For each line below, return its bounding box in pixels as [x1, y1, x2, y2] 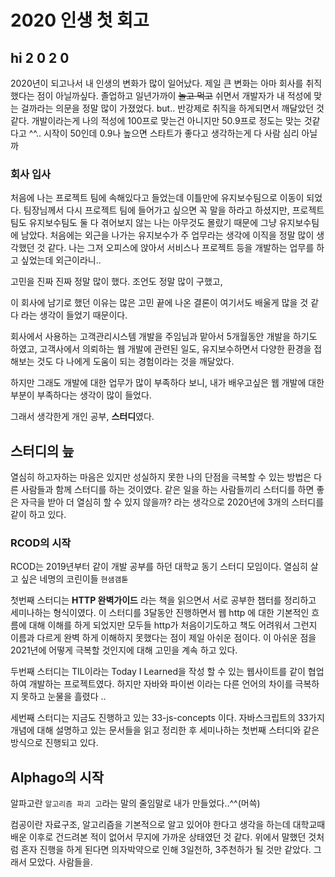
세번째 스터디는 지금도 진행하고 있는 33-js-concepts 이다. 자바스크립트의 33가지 [10, 712, 325, 724]
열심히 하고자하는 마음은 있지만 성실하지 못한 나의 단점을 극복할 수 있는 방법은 [10, 471, 312, 483]
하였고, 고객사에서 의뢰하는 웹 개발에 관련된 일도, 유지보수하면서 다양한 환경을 [10, 343, 312, 355]
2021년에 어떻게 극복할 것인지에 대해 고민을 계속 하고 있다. [10, 644, 238, 656]
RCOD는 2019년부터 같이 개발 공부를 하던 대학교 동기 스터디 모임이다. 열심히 [10, 561, 308, 573]
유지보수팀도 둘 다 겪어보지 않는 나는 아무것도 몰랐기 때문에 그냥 [28, 217, 277, 229]
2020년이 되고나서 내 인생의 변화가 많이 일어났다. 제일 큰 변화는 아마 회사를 [10, 77, 304, 89]
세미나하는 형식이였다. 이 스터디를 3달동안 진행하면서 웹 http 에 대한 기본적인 [10, 607, 310, 619]
